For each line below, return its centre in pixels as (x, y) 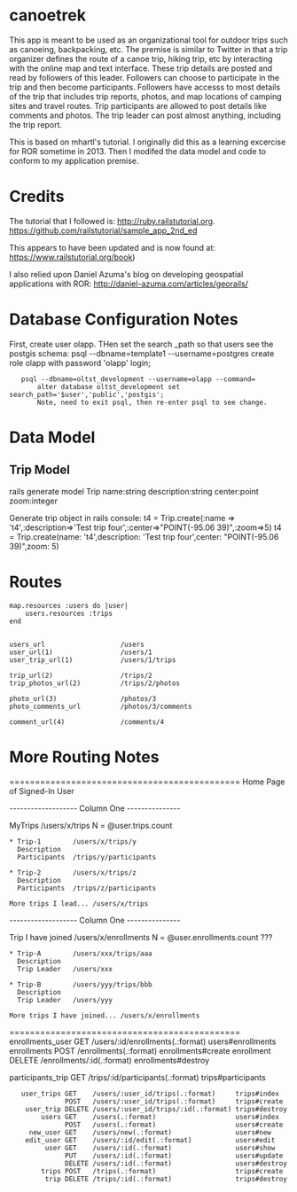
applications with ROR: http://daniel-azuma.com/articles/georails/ (129, 284)
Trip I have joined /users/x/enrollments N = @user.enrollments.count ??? (141, 937)
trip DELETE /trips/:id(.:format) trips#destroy (166, 1179)
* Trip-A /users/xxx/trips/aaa (81, 954)
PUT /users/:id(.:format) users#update (174, 1156)
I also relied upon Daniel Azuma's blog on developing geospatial (126, 274)
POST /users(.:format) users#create (174, 1125)
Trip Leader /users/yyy (65, 1000)
